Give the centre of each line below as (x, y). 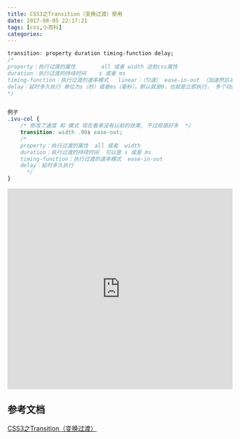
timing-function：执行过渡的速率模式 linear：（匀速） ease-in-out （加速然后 (119, 80)
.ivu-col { (24, 119)
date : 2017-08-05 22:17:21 (47, 21)
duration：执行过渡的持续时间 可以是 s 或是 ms (86, 152)
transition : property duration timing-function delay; (91, 54)
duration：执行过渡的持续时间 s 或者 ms (67, 73)
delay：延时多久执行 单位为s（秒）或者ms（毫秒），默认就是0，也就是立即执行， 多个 (117, 86)
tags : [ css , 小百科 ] (35, 27)
